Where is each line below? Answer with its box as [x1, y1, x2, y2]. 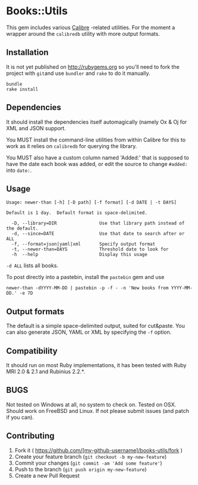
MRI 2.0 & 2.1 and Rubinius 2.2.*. [6, 368, 85, 375]
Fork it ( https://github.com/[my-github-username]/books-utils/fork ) [14, 446, 183, 453]
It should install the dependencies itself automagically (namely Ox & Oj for [6, 118, 187, 126]
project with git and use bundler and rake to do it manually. [6, 70, 150, 77]
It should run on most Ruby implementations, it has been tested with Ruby [6, 362, 187, 368]
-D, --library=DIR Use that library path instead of [11, 220, 185, 227]
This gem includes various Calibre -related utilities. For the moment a [6, 24, 175, 31]
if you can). [6, 414, 34, 421]
